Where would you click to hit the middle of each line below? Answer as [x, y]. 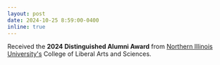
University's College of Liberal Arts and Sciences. [79, 54]
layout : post [26, 14]
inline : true [26, 27]
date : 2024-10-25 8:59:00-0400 [53, 20]
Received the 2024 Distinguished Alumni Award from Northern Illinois [110, 47]
